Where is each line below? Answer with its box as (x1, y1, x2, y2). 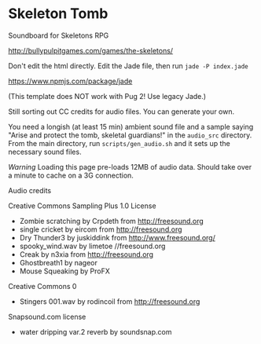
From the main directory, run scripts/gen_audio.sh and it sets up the (8, 138, 230, 148)
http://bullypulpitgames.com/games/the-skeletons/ (8, 46, 174, 55)
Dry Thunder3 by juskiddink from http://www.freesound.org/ (19, 232, 216, 242)
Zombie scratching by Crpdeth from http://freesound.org (19, 216, 204, 225)
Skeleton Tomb (8, 5, 108, 23)
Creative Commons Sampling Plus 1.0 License (8, 201, 156, 210)
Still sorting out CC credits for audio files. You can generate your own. (8, 107, 234, 116)
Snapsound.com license (8, 312, 86, 321)
